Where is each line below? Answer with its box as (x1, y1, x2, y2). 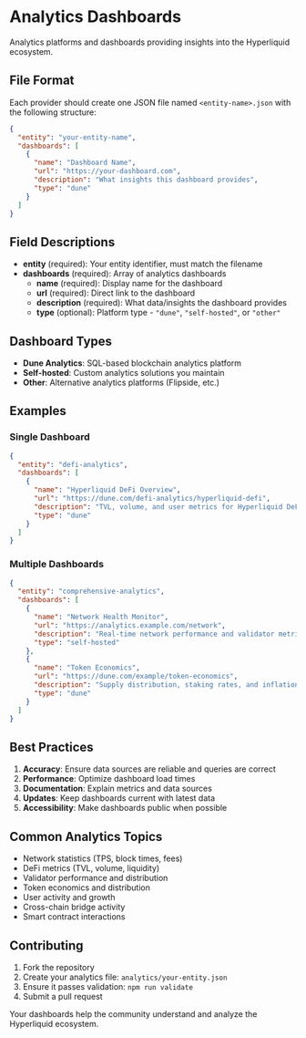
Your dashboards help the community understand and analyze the (9, 1008, 258, 1019)
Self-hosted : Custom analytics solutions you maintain (22, 368, 225, 378)
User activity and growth (22, 892, 116, 903)
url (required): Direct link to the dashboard (36, 287, 196, 298)
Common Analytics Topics (9, 828, 163, 845)
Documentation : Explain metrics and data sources (22, 783, 212, 794)
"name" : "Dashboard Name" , (33, 158, 137, 168)
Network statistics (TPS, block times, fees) (22, 853, 183, 864)
